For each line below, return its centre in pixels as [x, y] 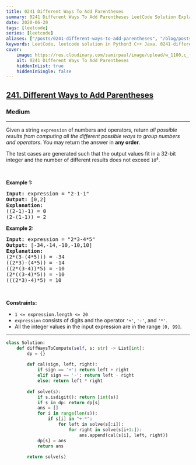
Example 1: [20, 182]
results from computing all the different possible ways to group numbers [93, 136]
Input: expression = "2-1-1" [48, 193]
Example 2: [20, 228]
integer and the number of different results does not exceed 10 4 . [83, 160]
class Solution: [26, 343]
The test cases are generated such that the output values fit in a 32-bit [91, 153]
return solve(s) [47, 457]
